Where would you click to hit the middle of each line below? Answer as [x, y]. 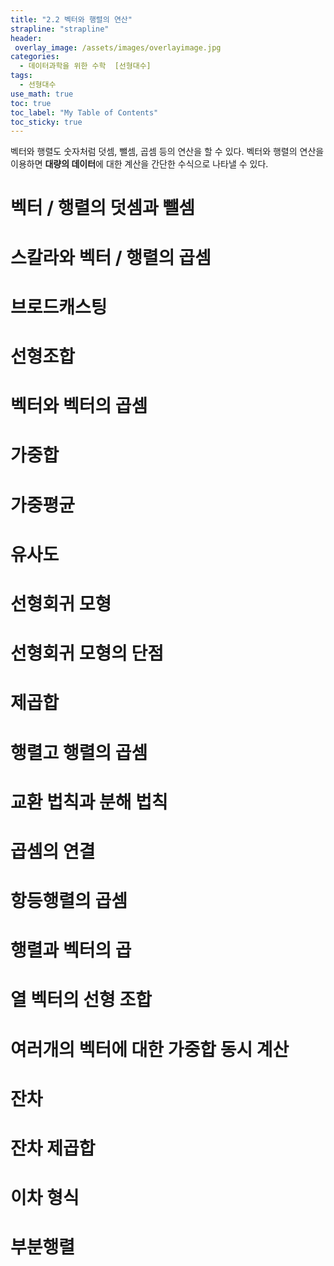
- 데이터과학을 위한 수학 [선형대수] [85, 66]
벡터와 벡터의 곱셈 [79, 406]
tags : [21, 76]
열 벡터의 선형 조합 [81, 1000]
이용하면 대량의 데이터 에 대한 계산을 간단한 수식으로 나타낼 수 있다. [139, 164]
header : [26, 38]
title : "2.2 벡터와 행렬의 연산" [71, 19]
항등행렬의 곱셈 [69, 901]
